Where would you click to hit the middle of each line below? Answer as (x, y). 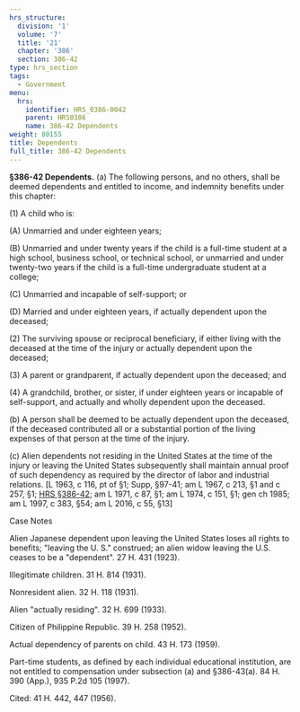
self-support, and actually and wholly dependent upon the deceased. (137, 401)
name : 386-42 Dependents (72, 127)
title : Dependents (44, 143)
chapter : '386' (46, 51)
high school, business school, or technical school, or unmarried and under (147, 258)
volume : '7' (40, 34)
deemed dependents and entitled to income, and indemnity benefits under (147, 186)
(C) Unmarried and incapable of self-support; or (98, 294)
